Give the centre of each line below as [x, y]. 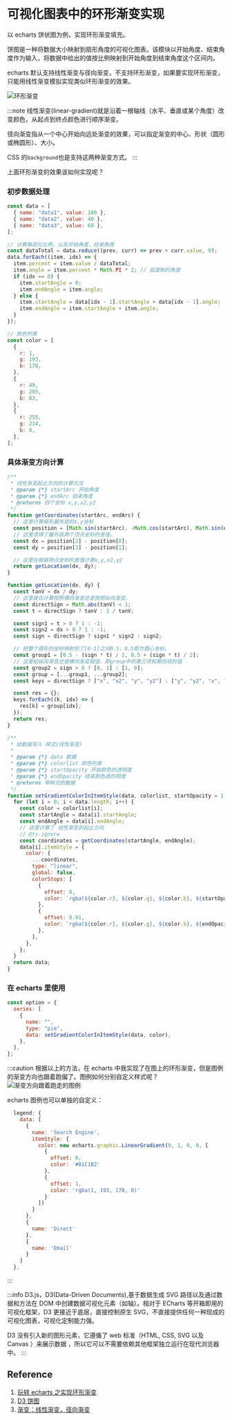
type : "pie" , [44, 1028]
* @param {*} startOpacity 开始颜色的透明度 [71, 770]
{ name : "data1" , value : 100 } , [60, 213]
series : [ [27, 1009]
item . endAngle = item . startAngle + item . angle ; [89, 309]
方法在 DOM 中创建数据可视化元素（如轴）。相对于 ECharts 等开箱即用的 [121, 1303]
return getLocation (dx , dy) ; [55, 566]
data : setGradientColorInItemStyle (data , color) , [98, 1035]
